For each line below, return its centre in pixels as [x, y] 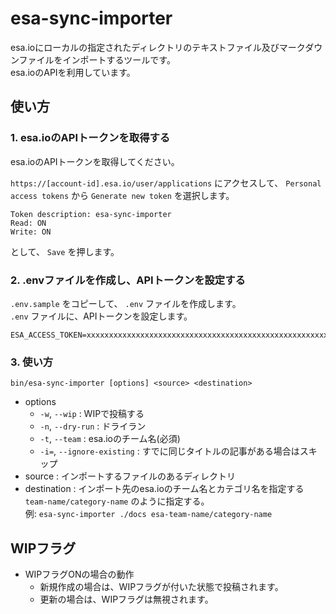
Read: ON [28, 223]
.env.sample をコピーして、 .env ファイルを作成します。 [126, 303]
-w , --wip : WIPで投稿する [92, 414]
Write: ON [31, 232]
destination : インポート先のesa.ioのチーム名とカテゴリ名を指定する [164, 489]
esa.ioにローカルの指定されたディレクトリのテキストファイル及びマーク [158, 47]
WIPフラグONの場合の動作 [79, 574]
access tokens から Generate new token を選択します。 [122, 195]
